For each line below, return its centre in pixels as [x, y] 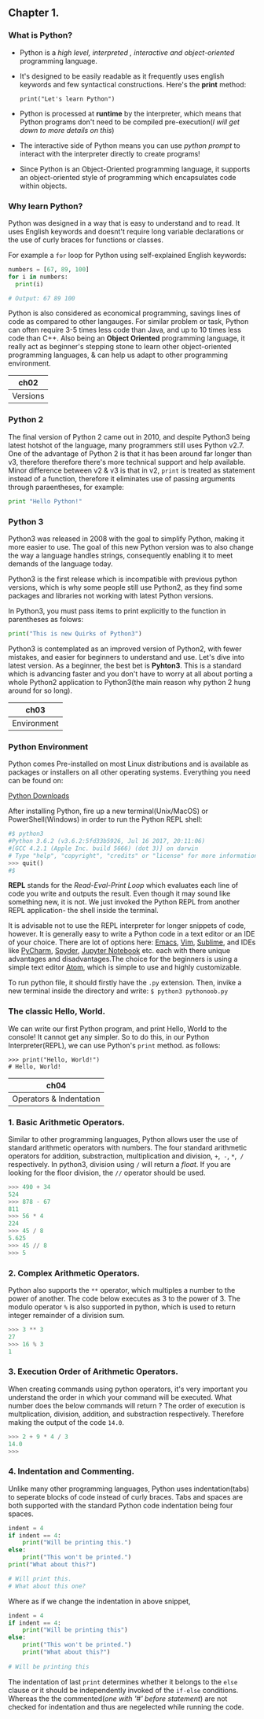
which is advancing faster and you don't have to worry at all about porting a [130, 674]
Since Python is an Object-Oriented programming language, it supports [135, 169]
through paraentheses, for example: [66, 487]
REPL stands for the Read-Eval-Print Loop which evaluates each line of [123, 885]
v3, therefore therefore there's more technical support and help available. [127, 462]
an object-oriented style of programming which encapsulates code [128, 177]
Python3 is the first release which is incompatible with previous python [123, 579]
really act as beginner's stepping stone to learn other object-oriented [120, 347]
